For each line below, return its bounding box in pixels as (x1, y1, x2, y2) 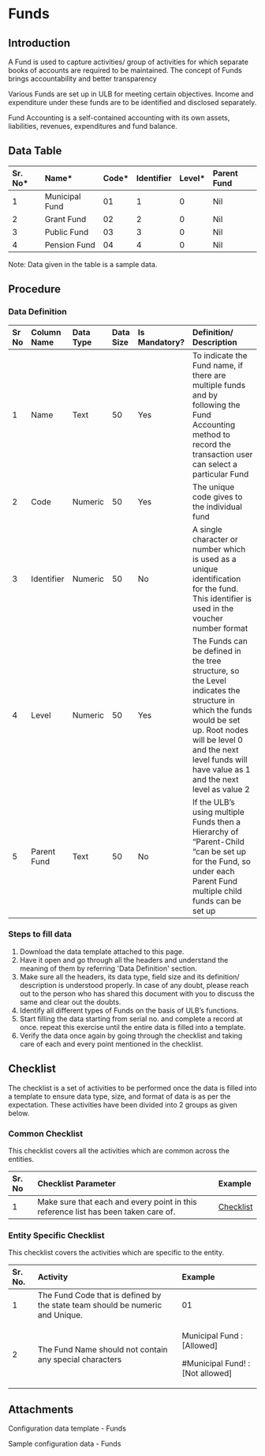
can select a (192, 458, 238, 470)
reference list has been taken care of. (37, 1206, 176, 1217)
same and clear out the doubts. (19, 997, 121, 1006)
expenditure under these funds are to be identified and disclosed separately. (8, 98, 257, 107)
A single (192, 523, 222, 534)
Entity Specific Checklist (8, 1230, 105, 1241)
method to (192, 428, 231, 439)
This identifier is (192, 593, 252, 604)
